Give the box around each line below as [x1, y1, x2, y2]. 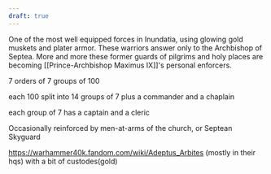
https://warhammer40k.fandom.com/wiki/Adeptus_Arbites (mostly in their [8, 147, 256, 157]
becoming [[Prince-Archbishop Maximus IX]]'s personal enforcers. [8, 60, 232, 70]
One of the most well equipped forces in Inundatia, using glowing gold [8, 34, 244, 44]
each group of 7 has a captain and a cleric [8, 107, 151, 117]
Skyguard [8, 132, 41, 141]
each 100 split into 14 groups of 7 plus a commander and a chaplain [8, 91, 235, 102]
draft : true [8, 11, 49, 20]
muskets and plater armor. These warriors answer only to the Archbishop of [8, 42, 263, 53]
